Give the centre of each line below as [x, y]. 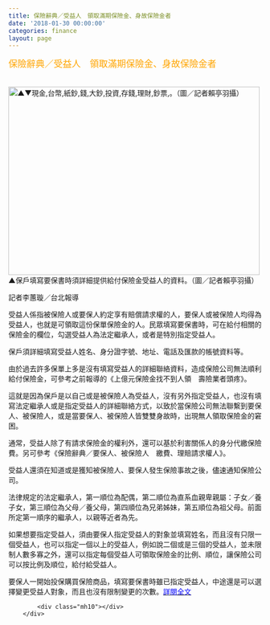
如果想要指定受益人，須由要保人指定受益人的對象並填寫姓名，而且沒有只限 [131, 534]
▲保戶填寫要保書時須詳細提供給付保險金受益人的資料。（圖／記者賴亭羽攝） [133, 280]
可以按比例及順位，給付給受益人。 [65, 565]
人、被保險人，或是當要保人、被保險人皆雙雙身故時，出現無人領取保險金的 [131, 416]
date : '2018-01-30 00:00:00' [57, 23]
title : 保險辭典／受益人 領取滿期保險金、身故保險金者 [90, 16]
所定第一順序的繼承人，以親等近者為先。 [75, 517]
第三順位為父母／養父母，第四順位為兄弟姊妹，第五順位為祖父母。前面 [145, 508]
